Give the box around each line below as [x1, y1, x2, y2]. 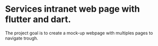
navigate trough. [5, 35, 38, 41]
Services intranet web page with [5, 3, 140, 15]
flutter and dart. [5, 14, 71, 25]
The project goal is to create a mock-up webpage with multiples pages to [5, 30, 153, 36]
